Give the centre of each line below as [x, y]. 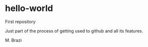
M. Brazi [13, 40]
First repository [20, 22]
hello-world [29, 8]
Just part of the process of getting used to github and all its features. [74, 31]
